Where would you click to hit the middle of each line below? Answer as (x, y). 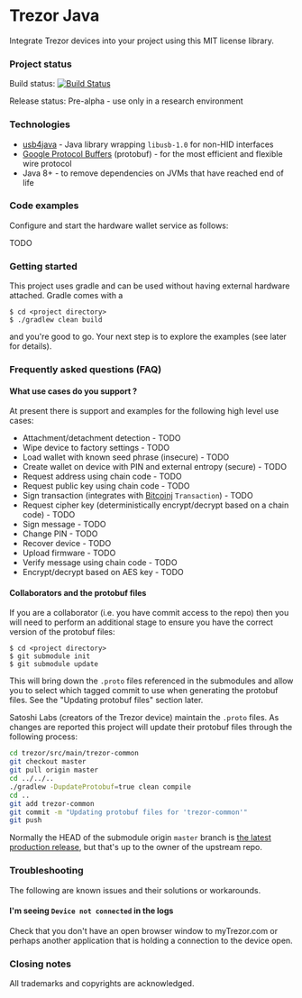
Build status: (32, 84)
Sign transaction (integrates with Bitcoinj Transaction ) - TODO (138, 496)
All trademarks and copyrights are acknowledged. (102, 984)
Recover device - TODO (67, 544)
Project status (41, 64)
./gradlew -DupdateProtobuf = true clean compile (101, 787)
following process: (44, 737)
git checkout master (48, 762)
